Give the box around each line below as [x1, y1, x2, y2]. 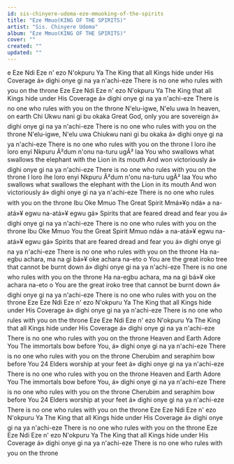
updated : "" [7, 50, 42, 57]
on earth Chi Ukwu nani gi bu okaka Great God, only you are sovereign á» [7, 112, 219, 120]
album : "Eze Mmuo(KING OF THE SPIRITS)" [7, 29, 127, 37]
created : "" [7, 43, 42, 50]
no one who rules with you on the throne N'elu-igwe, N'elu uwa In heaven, [7, 104, 221, 113]
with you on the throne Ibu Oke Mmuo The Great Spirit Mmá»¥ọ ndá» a [7, 198, 211, 207]
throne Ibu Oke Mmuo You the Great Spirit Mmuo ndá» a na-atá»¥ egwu [7, 226, 214, 235]
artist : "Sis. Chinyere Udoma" [7, 23, 98, 30]
